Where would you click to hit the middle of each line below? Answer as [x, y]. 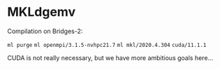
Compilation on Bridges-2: [45, 31]
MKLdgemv [41, 12]
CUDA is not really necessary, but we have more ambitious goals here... [110, 58]
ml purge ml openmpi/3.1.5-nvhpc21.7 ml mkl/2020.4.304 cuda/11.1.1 [107, 45]
